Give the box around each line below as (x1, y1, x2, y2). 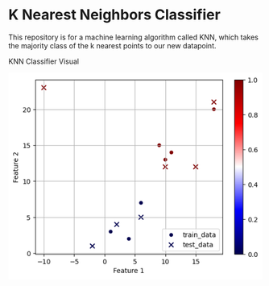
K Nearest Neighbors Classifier (8, 6, 221, 24)
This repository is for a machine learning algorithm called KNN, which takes (8, 32, 259, 42)
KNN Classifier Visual (8, 56, 79, 66)
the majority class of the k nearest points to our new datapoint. (8, 40, 217, 50)
